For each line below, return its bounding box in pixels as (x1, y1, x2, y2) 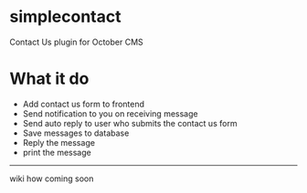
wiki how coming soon (9, 173, 94, 184)
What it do (9, 68, 90, 89)
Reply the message (22, 137, 96, 147)
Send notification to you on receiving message (22, 107, 198, 119)
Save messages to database (22, 127, 130, 138)
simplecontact (9, 6, 122, 27)
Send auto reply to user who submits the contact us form (22, 117, 238, 128)
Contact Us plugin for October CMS (9, 36, 143, 47)
